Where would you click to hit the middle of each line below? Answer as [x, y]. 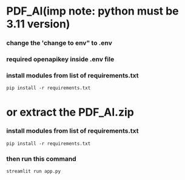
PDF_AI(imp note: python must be [92, 11]
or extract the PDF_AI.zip [70, 112]
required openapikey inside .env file [60, 59]
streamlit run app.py [34, 172]
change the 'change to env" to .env [59, 43]
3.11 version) [38, 24]
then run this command [42, 159]
